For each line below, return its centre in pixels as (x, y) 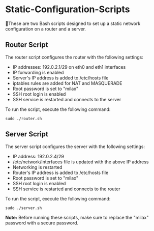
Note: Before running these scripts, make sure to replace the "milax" (77, 217)
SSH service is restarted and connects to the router (66, 189)
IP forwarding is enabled (38, 72)
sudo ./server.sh (24, 208)
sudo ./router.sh (24, 119)
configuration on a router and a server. (46, 28)
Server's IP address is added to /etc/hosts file (60, 78)
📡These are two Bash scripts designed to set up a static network (73, 23)
